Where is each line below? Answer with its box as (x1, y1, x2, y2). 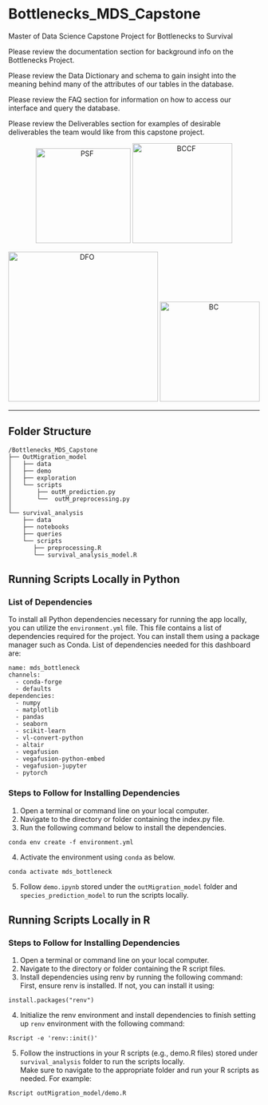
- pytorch (15, 769, 48, 777)
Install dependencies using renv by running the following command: (19, 972, 243, 982)
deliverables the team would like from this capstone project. (8, 127, 205, 137)
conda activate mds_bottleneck (8, 868, 112, 876)
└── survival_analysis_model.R (33, 551, 137, 559)
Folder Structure (8, 425, 92, 438)
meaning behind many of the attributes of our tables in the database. (8, 79, 235, 89)
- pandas (15, 713, 45, 721)
